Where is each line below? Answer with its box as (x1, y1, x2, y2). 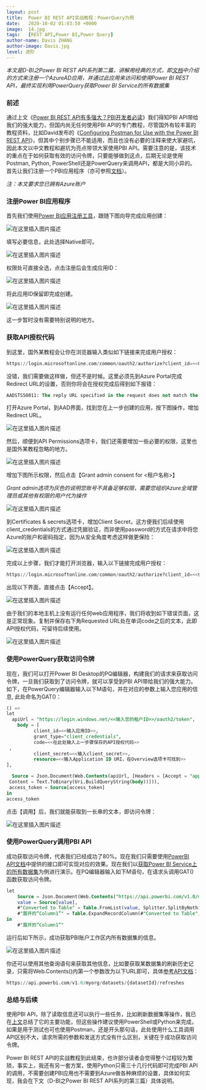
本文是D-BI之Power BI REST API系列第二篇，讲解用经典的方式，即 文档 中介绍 (6, 66, 199, 74)
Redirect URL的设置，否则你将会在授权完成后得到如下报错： (6, 380, 157, 387)
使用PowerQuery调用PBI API (6, 838, 92, 846)
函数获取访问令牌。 (6, 876, 55, 883)
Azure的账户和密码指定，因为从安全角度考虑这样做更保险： (6, 534, 155, 541)
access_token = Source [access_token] (9, 784, 105, 790)
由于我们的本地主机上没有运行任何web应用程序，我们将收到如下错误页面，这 (6, 610, 199, 617)
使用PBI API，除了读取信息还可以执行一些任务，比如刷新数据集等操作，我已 (6, 1010, 197, 1018)
